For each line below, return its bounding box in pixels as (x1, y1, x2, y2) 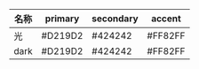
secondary (92, 12, 139, 25)
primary (44, 12, 80, 25)
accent (150, 12, 182, 25)
